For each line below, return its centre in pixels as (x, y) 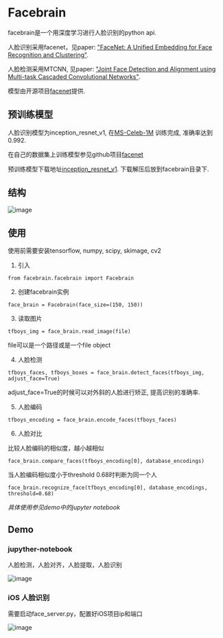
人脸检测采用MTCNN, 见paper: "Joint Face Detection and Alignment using (112, 69)
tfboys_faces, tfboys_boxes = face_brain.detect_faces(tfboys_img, (106, 373)
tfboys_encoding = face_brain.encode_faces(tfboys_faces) (92, 420)
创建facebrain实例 (43, 292)
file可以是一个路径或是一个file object (59, 345)
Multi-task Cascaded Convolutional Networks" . (74, 76)
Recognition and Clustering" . (48, 55)
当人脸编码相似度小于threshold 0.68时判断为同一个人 (82, 475)
